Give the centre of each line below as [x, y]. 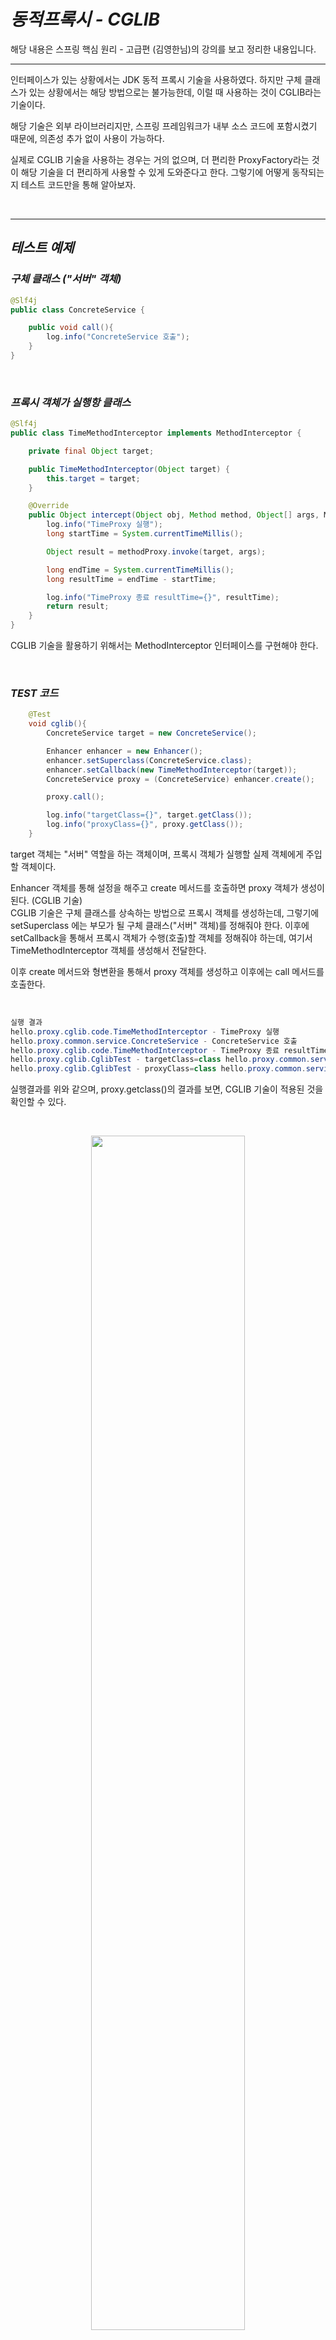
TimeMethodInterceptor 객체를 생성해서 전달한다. [108, 950]
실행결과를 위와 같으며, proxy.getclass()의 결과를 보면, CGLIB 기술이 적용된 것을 [167, 1089]
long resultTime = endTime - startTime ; [131, 579]
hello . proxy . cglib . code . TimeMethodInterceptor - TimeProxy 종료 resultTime [169, 1050]
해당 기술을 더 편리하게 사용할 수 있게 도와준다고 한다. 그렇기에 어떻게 [155, 172]
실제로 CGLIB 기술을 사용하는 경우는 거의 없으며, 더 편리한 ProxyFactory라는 [160, 159]
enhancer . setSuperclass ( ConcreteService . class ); [149, 760]
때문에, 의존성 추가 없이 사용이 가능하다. [87, 138]
